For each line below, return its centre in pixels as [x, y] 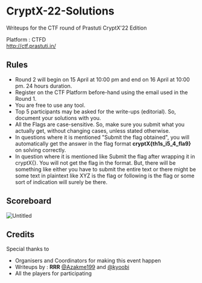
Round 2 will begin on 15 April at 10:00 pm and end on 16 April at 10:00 [102, 79]
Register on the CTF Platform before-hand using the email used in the [101, 92]
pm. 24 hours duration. [43, 86]
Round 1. [26, 98]
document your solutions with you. [58, 118]
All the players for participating [53, 273]
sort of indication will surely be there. [61, 182]
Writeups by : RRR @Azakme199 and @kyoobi [72, 267]
